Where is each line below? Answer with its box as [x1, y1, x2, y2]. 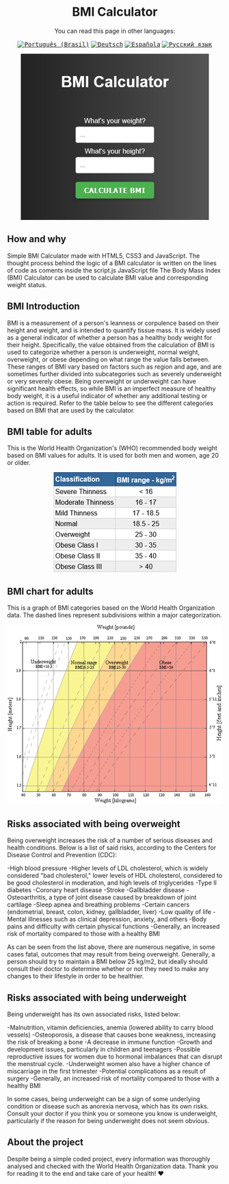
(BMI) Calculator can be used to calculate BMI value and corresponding [7, 273, 208, 282]
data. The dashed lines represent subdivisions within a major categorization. [7, 611, 222, 619]
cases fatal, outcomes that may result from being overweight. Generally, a [7, 950, 215, 959]
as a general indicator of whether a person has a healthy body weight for [7, 333, 213, 341]
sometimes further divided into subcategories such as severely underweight [7, 369, 222, 378]
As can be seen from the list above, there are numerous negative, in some [7, 943, 215, 951]
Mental [7, 915, 27, 924]
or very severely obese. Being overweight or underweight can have [7, 377, 197, 385]
